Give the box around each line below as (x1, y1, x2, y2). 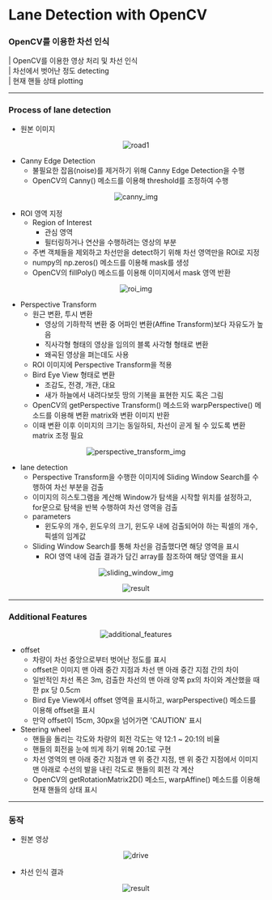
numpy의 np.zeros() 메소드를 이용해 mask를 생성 (32, 257, 189, 267)
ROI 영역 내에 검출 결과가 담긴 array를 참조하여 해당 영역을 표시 (44, 551, 244, 561)
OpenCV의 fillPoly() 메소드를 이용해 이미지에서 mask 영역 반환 (32, 267, 232, 277)
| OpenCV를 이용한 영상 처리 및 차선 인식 (8, 56, 138, 66)
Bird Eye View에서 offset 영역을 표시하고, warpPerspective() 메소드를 (32, 695, 257, 705)
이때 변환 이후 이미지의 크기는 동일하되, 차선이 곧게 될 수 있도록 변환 (32, 420, 246, 430)
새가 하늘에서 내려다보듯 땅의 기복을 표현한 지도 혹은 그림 (44, 390, 224, 400)
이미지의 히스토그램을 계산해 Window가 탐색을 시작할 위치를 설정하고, (32, 492, 253, 502)
